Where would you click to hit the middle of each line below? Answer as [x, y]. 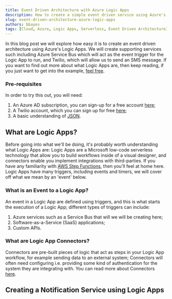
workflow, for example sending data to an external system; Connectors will [84, 258]
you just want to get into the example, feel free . [55, 71]
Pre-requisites [24, 84]
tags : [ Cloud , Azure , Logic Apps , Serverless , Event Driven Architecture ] [87, 29]
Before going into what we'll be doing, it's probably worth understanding [82, 144]
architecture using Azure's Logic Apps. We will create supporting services [83, 49]
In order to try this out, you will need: [44, 95]
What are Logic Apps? [41, 132]
